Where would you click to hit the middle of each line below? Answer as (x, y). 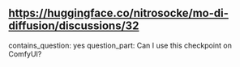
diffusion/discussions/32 (74, 26)
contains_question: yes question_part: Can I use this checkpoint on (120, 45)
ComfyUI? (25, 54)
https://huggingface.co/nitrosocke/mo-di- (119, 13)
